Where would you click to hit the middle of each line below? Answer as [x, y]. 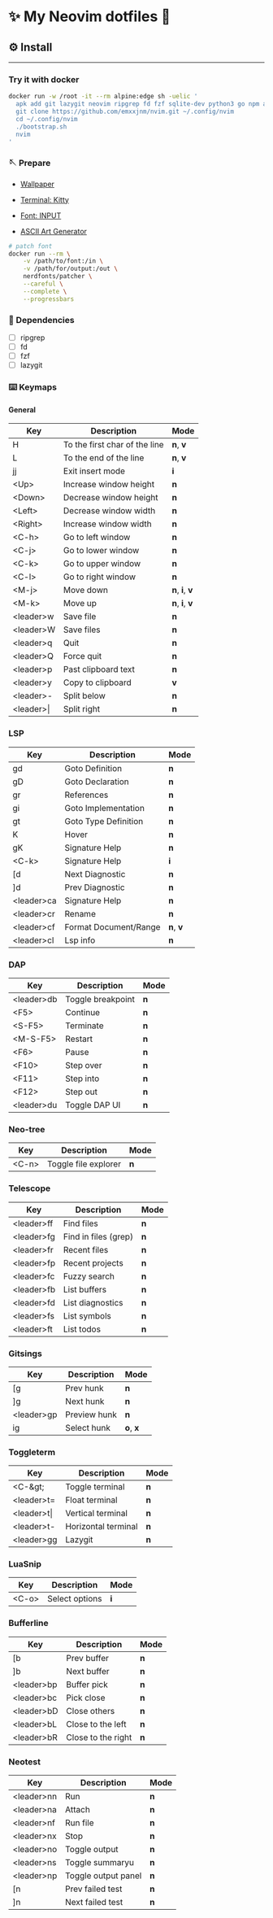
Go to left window [97, 538]
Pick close [86, 1698]
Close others [91, 1711]
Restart [79, 1039]
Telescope [30, 1188]
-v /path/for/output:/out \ [70, 269]
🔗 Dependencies [41, 320]
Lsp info [80, 940]
